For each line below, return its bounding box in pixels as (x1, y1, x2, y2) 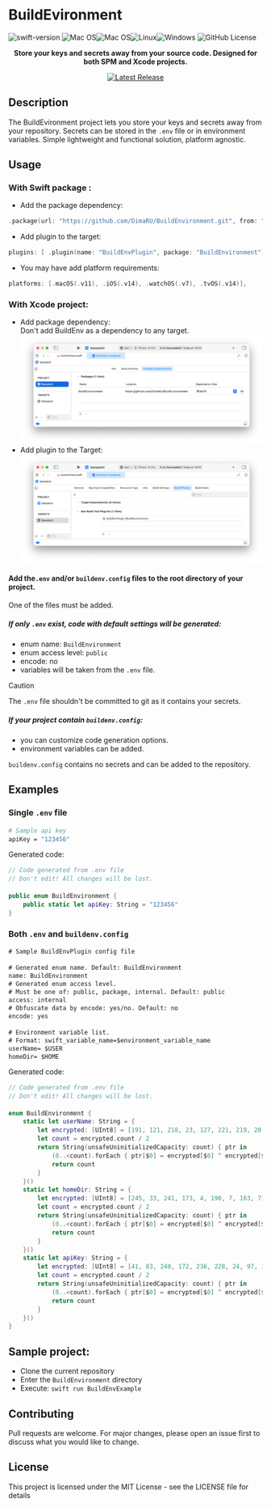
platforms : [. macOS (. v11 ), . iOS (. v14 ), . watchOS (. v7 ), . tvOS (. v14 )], (8, 280, 248, 288)
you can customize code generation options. (19, 734, 169, 745)
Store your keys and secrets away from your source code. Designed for (13, 48, 258, 57)
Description (8, 95, 69, 110)
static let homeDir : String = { (23, 1186, 131, 1194)
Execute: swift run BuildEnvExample (19, 1383, 142, 1393)
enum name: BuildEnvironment (19, 639, 122, 649)
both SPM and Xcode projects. (83, 57, 188, 66)
